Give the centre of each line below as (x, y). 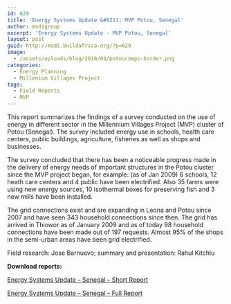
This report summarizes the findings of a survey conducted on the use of (111, 117)
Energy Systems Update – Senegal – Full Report (75, 293)
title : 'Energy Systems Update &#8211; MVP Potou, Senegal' (96, 20)
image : (17, 53)
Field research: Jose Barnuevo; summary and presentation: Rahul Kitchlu (111, 253)
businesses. (24, 146)
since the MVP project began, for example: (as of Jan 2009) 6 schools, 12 (112, 175)
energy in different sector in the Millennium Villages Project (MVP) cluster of (115, 124)
